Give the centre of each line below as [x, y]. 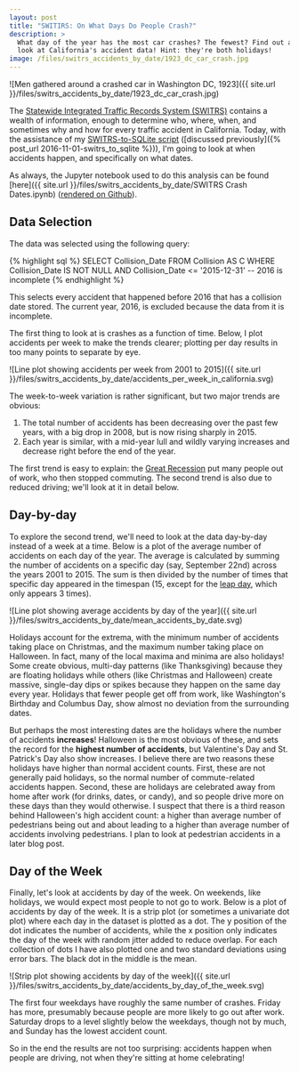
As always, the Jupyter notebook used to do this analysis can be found [139, 175]
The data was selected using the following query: [100, 243]
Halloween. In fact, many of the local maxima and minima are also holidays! [147, 656]
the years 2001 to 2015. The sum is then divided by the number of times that [149, 574]
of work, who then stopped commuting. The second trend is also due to [141, 478]
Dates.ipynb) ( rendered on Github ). [73, 194]
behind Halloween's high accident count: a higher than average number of [145, 815]
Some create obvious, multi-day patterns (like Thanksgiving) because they [146, 665]
